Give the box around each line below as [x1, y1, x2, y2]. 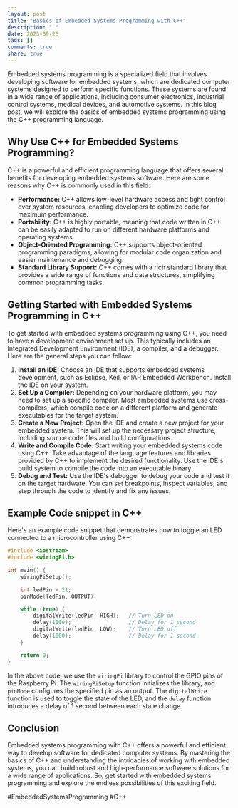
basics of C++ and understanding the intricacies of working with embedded [7, 756, 230, 765]
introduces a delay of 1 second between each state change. [7, 701, 183, 710]
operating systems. [17, 232, 75, 241]
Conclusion [7, 722, 60, 734]
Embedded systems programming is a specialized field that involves [7, 69, 207, 78]
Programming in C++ [7, 310, 102, 322]
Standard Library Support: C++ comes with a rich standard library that [17, 263, 227, 271]
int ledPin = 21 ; [20, 586, 72, 594]
